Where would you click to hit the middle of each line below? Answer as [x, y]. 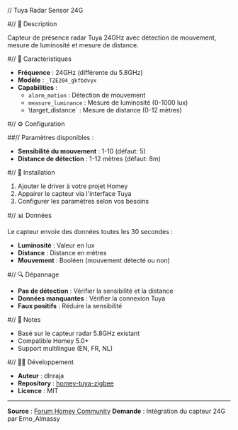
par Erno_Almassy [34, 419]
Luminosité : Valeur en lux [56, 245]
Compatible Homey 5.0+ [53, 341]
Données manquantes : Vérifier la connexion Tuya [91, 298]
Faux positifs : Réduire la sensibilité [70, 306]
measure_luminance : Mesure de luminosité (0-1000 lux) [108, 103]
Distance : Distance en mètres [62, 253]
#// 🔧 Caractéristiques [40, 59]
